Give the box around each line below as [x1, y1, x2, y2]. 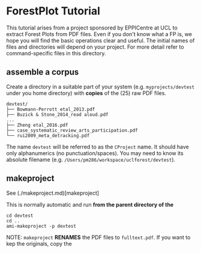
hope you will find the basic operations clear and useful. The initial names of [6, 37, 195, 44]
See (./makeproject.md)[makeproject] [6, 189, 100, 197]
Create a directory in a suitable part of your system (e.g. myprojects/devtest [6, 83, 195, 90]
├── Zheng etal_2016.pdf [6, 122, 68, 128]
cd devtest [6, 212, 34, 219]
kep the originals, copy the [6, 240, 72, 247]
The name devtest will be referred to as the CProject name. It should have [6, 143, 189, 150]
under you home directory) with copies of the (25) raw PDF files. [6, 89, 167, 97]
